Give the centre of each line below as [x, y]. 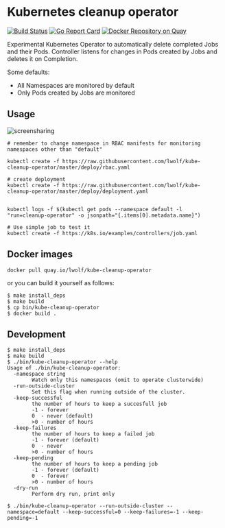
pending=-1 [23, 518]
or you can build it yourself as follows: [61, 283]
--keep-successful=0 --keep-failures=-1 [121, 512]
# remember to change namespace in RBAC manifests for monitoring [104, 143]
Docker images [40, 254]
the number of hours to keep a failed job [93, 434]
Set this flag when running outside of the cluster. [109, 392]
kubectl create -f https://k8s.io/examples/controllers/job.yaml [102, 233]
